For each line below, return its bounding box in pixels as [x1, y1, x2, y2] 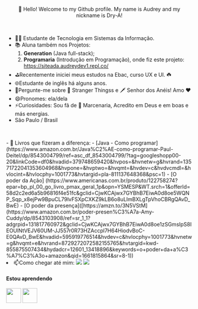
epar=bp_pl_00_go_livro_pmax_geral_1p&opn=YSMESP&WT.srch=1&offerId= [6, 183, 191, 190]
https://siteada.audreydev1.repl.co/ [23, 63, 109, 69]
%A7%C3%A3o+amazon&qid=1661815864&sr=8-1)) [6, 252, 134, 259]
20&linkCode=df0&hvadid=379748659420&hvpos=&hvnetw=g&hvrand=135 [6, 158, 192, 165]
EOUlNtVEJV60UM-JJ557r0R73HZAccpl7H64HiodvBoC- [6, 227, 145, 234]
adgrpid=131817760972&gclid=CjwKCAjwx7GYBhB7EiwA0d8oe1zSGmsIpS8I [6, 221, 192, 228]
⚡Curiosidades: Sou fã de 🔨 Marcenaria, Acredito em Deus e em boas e [14, 102, 189, 109]
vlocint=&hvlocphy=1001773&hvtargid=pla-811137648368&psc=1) [6, 171, 166, 177]
